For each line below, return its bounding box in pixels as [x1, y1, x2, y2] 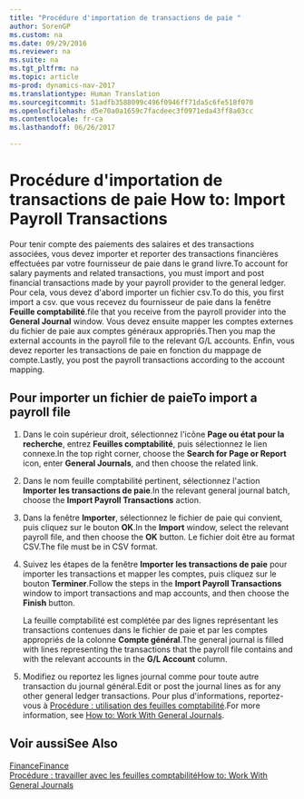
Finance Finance [9, 760, 70, 771]
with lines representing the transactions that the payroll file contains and [22, 644, 293, 655]
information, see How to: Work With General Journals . [22, 709, 225, 720]
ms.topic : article [9, 73, 79, 82]
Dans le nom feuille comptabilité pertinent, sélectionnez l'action [22, 475, 260, 486]
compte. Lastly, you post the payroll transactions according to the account [9, 354, 286, 365]
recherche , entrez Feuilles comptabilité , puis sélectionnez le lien [22, 438, 268, 449]
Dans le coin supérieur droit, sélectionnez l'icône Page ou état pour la [22, 429, 285, 439]
